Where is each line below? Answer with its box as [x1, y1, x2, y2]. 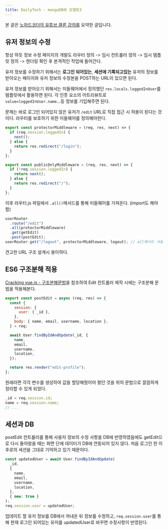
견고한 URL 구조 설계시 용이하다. [5, 249, 68, 255]
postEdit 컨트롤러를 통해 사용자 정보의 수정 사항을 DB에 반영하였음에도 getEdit [5, 434, 158, 440]
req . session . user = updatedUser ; [5, 503, 75, 508]
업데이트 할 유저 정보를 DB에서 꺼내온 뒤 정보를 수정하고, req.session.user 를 [5, 513, 156, 519]
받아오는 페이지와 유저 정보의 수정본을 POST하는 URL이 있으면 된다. [5, 75, 137, 81]
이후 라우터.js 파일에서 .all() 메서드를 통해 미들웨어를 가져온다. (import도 [5, 200, 149, 206]
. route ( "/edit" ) [9, 221, 43, 226]
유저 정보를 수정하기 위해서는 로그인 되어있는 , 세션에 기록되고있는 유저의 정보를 [5, 69, 158, 75]
